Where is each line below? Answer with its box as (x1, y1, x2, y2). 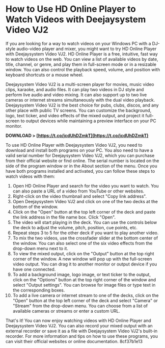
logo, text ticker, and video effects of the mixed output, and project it (5, 112, 144, 118)
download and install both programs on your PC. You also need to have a (5, 147, 153, 153)
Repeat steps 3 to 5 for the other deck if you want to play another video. (12, 230, 159, 236)
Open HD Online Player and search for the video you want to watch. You (12, 183, 159, 188)
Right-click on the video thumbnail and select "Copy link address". (12, 193, 147, 199)
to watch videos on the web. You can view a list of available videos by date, (5, 56, 159, 62)
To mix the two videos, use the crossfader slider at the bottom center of (12, 235, 158, 241)
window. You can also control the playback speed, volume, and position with (5, 66, 160, 72)
